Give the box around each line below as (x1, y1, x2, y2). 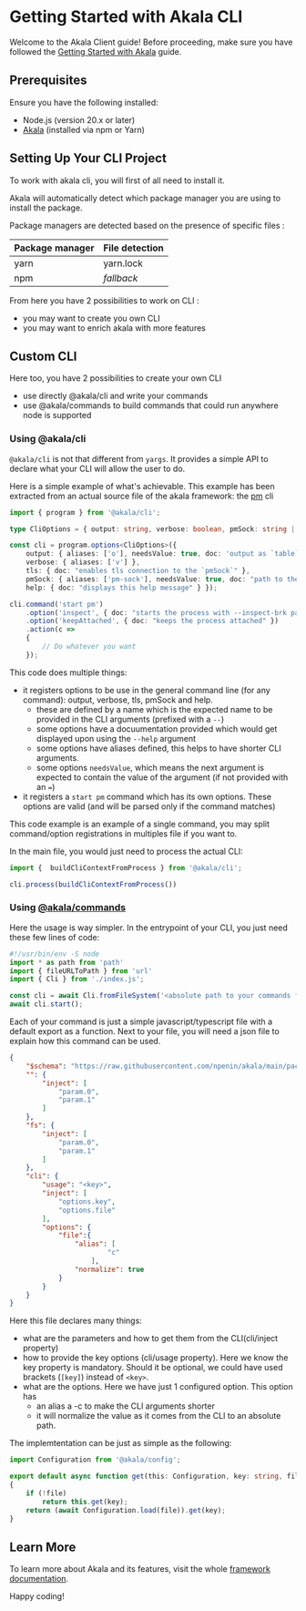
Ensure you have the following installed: (9, 97, 159, 108)
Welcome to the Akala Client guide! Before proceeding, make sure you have (9, 36, 293, 47)
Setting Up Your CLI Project (9, 150, 167, 166)
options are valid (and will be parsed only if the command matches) (22, 800, 276, 812)
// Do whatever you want (42, 642, 137, 652)
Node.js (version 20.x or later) (22, 114, 136, 125)
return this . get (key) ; (42, 1497, 128, 1506)
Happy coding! (9, 1591, 66, 1602)
